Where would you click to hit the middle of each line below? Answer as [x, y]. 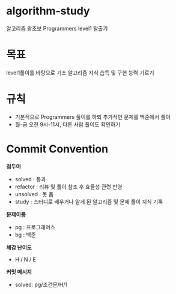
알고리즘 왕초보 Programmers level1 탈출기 [57, 28]
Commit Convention [57, 149]
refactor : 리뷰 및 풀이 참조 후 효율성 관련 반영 [68, 187]
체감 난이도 [19, 247]
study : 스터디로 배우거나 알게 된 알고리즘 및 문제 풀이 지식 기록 [89, 202]
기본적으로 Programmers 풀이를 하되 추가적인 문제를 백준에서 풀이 [93, 117]
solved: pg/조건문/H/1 [41, 284]
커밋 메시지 [19, 272]
